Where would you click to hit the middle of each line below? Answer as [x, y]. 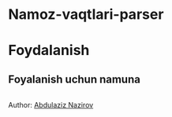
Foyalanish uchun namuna [74, 79]
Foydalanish [49, 51]
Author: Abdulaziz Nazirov [51, 105]
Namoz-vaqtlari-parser [86, 15]
